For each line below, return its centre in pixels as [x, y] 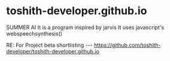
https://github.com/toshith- [127, 45]
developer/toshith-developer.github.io [53, 51]
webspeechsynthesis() [34, 33]
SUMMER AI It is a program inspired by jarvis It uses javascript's [85, 27]
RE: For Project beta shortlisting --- [49, 45]
